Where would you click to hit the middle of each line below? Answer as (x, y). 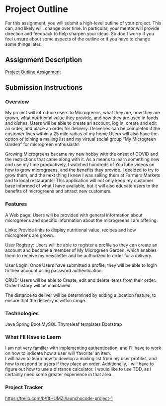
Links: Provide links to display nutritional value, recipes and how (71, 230)
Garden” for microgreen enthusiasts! (42, 144)
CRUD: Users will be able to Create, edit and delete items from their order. (81, 280)
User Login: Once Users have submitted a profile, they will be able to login (81, 265)
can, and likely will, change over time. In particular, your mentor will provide (83, 28)
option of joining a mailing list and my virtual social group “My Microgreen (81, 139)
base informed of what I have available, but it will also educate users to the (82, 186)
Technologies (22, 313)
